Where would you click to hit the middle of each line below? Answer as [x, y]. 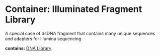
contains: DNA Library [28, 48]
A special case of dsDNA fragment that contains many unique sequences [80, 33]
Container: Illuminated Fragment [74, 9]
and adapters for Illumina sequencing [43, 39]
